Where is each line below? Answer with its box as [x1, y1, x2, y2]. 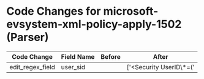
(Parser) [6, 31, 49, 44]
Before [100, 52, 121, 61]
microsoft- [103, 4, 159, 18]
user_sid [61, 62, 86, 71]
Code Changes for [6, 4, 101, 18]
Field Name [61, 52, 95, 61]
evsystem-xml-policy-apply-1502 [6, 17, 182, 31]
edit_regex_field [9, 62, 55, 71]
